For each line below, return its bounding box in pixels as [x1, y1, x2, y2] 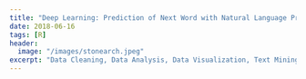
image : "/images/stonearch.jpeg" [17, 47, 145, 56]
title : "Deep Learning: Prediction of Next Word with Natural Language [9, 13, 287, 23]
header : [9, 38, 39, 48]
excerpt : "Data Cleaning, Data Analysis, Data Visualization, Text [9, 55, 271, 64]
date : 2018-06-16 [9, 22, 76, 31]
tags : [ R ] [9, 30, 47, 39]
